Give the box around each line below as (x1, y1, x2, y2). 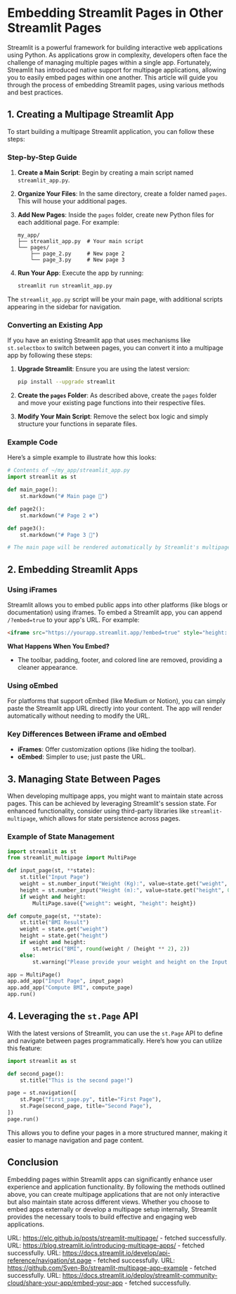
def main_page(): (7, 486, 58, 494)
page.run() (7, 1115, 39, 1123)
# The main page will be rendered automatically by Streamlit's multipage (7, 544, 231, 551)
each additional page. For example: (17, 218, 119, 227)
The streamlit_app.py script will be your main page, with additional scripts (7, 294, 223, 304)
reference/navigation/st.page (7, 1256, 92, 1264)
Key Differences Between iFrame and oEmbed (7, 729, 167, 739)
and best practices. (7, 88, 63, 97)
